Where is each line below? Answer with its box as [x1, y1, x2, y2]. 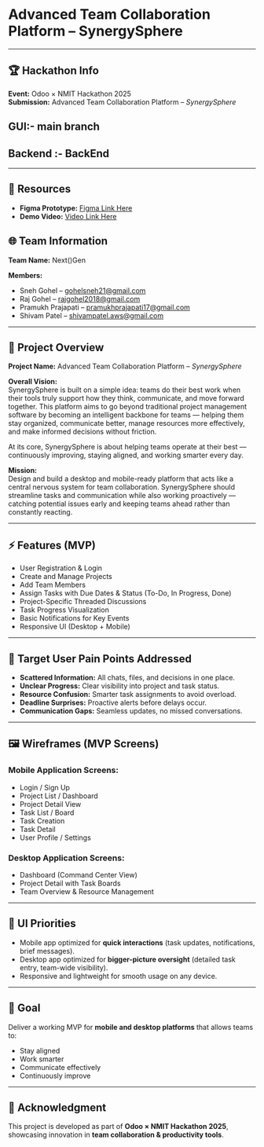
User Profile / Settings [19, 833, 92, 842]
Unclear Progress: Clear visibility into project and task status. [19, 681, 220, 691]
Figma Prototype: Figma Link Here [19, 203, 133, 213]
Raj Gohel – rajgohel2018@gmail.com [19, 294, 141, 303]
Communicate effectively [19, 1062, 101, 1072]
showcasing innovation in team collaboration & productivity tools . [8, 1130, 224, 1140]
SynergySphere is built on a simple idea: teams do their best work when [8, 385, 241, 394]
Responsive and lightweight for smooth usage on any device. [19, 971, 218, 980]
